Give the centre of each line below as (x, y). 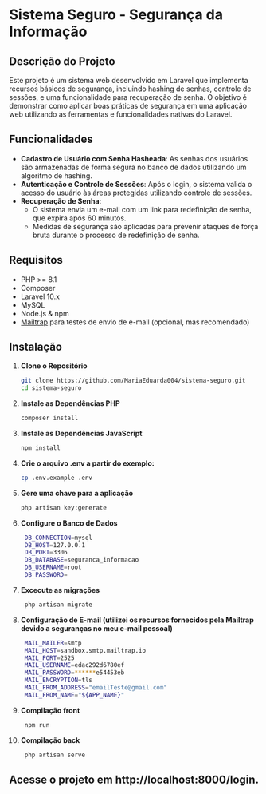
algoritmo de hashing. (56, 175)
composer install (49, 418)
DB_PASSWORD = (46, 575)
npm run (37, 725)
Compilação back (50, 740)
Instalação (36, 347)
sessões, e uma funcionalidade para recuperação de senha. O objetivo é (128, 97)
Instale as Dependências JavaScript (81, 434)
